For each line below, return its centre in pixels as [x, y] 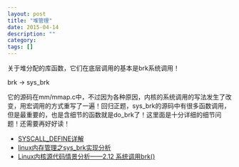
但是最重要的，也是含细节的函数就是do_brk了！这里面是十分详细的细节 [111, 115]
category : [22, 41]
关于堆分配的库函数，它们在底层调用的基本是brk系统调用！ [93, 68]
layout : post [27, 14]
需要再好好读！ [48, 124]
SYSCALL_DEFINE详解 [51, 139]
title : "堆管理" [30, 21]
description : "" [31, 34]
